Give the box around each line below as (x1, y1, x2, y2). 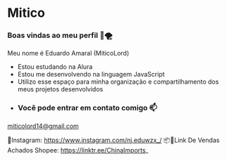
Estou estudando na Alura (17, 63, 93, 71)
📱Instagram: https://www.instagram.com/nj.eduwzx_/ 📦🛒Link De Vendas (7, 136, 220, 144)
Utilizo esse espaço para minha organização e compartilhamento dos (17, 77, 219, 86)
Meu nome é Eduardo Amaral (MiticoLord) (7, 49, 130, 58)
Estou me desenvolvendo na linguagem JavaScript (17, 70, 165, 79)
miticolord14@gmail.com (7, 122, 79, 130)
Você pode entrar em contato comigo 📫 (17, 103, 157, 113)
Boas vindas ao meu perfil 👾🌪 (7, 30, 113, 40)
